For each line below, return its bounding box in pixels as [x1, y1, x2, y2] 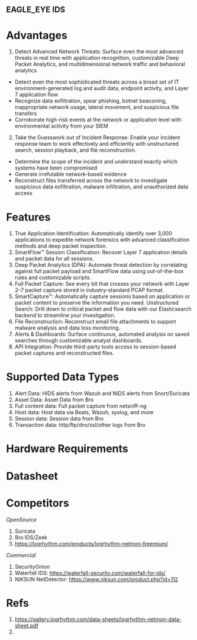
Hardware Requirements [6, 442, 128, 456]
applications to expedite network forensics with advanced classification [14, 236, 190, 244]
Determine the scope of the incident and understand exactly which [14, 158, 178, 165]
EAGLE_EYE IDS [6, 5, 66, 15]
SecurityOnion [14, 563, 50, 570]
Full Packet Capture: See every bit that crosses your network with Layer [14, 280, 190, 287]
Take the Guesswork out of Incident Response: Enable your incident [14, 134, 180, 141]
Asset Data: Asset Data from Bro [14, 396, 94, 404]
